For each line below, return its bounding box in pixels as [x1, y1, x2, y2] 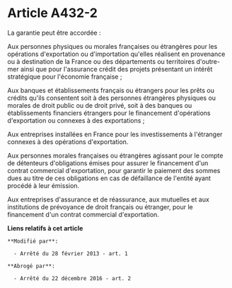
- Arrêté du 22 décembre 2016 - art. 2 [13, 275, 132, 282]
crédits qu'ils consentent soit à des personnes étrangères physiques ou [7, 94, 216, 102]
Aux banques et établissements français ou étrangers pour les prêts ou [7, 86, 214, 94]
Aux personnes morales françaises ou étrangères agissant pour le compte [7, 151, 224, 160]
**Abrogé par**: [7, 262, 55, 270]
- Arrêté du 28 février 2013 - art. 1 [13, 250, 129, 257]
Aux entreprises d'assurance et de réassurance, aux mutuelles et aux [7, 195, 210, 204]
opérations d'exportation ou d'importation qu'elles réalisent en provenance [7, 50, 226, 58]
